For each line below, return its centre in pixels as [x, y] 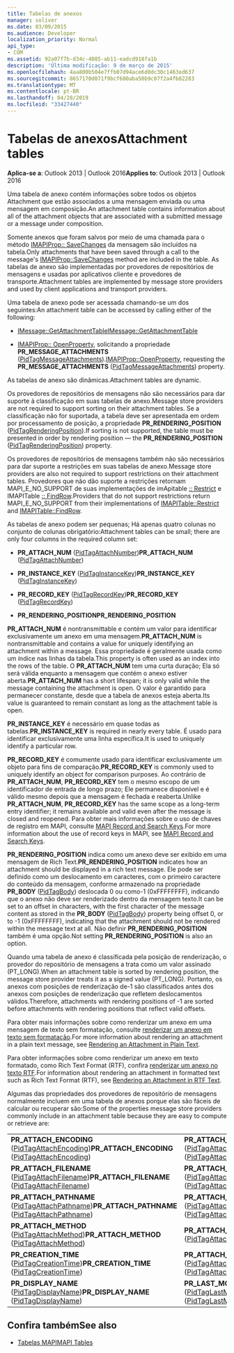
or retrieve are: [29, 1123]
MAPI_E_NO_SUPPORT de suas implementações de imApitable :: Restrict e [114, 488]
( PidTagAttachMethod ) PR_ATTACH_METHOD [86, 1234]
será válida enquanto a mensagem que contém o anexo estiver [97, 673]
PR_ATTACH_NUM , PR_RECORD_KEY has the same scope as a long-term [114, 804]
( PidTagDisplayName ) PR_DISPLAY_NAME [80, 1292]
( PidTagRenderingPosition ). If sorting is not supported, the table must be [110, 430]
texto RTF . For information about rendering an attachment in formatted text [114, 1072]
